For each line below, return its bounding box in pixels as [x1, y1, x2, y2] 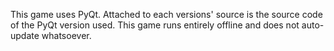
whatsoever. [41, 30, 92, 41]
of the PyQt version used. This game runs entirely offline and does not [10, 19, 300, 31]
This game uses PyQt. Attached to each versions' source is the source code [10, 9, 323, 20]
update [10, 30, 40, 41]
